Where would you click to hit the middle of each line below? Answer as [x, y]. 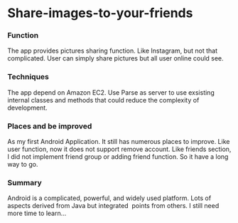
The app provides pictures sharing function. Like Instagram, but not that [113, 51]
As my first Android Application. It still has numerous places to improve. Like [119, 142]
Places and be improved [50, 126]
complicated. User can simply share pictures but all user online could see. [115, 58]
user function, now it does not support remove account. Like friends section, [119, 149]
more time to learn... [37, 213]
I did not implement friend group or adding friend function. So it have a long [118, 157]
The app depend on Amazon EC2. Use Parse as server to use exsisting [111, 92]
